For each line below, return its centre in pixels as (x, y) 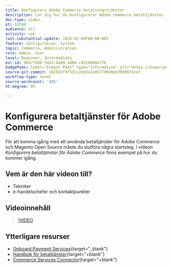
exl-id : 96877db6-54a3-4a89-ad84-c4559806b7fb (56, 63)
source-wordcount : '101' (32, 82)
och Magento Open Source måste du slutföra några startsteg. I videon (79, 147)
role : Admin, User (25, 53)
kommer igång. (21, 158)
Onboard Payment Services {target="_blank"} (60, 249)
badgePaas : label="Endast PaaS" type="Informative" (61, 67)
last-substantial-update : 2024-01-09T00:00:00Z (57, 39)
